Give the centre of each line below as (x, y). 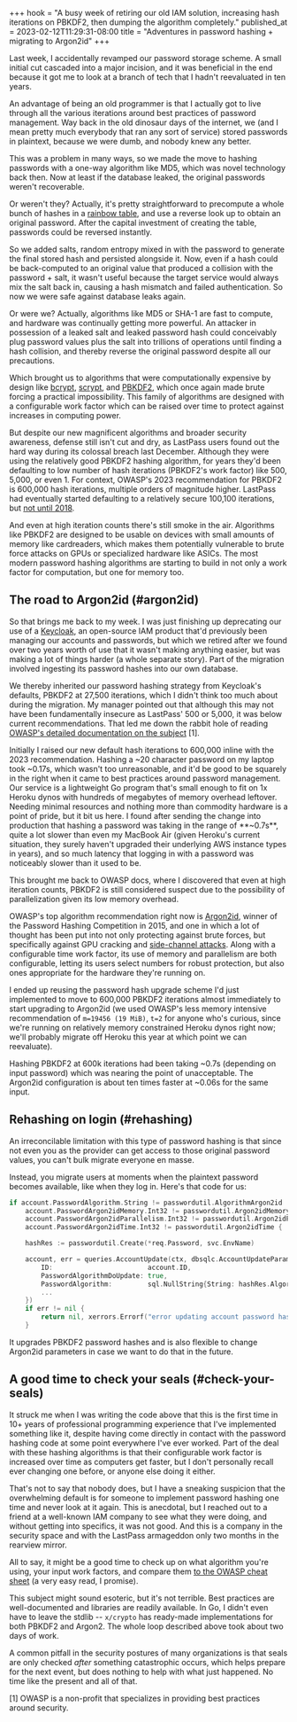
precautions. (32, 361)
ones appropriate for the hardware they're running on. (107, 972)
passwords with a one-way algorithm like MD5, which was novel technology (147, 168)
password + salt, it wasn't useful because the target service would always (144, 277)
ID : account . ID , (116, 1267)
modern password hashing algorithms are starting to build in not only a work (148, 563)
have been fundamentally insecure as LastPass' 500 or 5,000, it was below (146, 713)
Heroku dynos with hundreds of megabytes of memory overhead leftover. (143, 797)
